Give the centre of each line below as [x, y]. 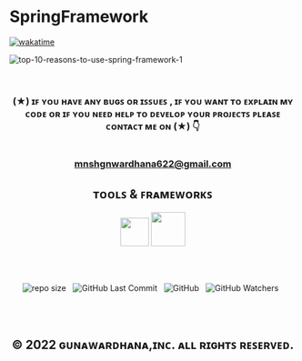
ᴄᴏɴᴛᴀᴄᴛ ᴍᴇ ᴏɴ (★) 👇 [153, 126]
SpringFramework [79, 17]
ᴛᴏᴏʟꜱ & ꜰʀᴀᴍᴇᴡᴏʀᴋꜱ [153, 194]
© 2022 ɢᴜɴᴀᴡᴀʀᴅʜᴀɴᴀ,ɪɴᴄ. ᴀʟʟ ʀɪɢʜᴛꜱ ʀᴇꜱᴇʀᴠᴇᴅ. [153, 345]
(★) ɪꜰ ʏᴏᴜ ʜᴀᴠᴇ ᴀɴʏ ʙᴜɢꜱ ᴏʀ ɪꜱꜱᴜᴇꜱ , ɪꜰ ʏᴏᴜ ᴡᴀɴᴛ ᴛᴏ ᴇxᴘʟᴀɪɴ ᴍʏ [153, 101]
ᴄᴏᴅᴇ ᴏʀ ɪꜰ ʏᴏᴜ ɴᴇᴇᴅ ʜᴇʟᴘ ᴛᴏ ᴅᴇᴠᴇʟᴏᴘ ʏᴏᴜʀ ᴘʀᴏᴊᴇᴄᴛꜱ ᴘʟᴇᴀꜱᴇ [153, 114]
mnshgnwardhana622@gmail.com [153, 164]
